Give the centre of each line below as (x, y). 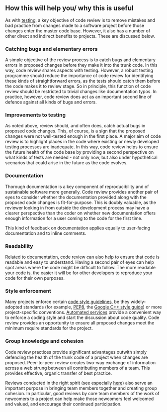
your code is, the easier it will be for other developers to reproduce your (79, 273)
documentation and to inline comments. (46, 233)
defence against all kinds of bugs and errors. (51, 102)
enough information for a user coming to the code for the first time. (74, 218)
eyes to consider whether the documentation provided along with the (76, 197)
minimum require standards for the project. (49, 328)
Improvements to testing (36, 115)
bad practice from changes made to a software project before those (75, 25)
